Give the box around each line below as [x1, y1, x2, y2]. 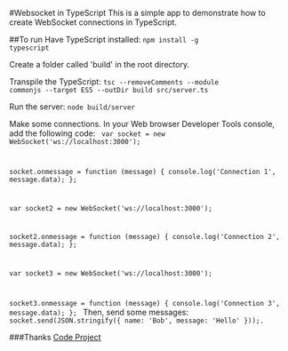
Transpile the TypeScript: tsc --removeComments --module [9, 76, 220, 87]
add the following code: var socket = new [9, 128, 166, 139]
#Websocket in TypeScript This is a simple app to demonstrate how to [9, 8, 267, 18]
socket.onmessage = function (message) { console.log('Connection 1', [9, 167, 276, 176]
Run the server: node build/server [9, 101, 136, 112]
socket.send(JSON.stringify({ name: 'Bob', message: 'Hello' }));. [9, 316, 265, 325]
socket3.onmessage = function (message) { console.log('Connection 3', [9, 299, 280, 308]
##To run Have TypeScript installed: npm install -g [9, 35, 199, 44]
